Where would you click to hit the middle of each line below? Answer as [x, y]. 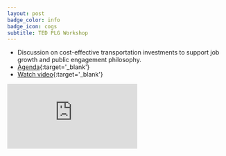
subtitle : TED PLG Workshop [48, 33]
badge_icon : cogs [32, 26]
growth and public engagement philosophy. [79, 60]
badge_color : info [34, 20]
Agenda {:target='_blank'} [53, 67]
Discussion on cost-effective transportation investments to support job [118, 52]
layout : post [26, 13]
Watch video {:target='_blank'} [60, 75]
